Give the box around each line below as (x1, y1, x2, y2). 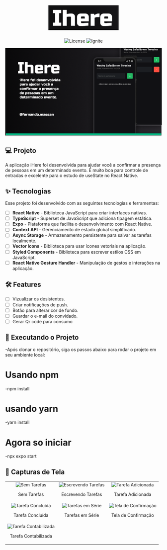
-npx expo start (5, 453, 37, 459)
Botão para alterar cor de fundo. (12, 307, 79, 313)
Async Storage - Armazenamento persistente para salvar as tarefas (12, 232, 152, 238)
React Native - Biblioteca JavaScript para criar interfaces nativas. (12, 210, 148, 216)
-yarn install (5, 419, 30, 425)
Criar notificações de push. (12, 301, 69, 308)
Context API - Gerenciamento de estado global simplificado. (12, 227, 137, 233)
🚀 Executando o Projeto (5, 333, 79, 342)
